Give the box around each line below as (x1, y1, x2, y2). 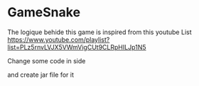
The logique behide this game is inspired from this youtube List (7, 28, 192, 36)
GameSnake (7, 4, 80, 21)
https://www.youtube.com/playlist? (7, 35, 110, 43)
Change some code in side (7, 56, 86, 65)
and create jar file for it (7, 70, 75, 79)
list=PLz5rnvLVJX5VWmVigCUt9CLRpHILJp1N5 (7, 43, 147, 51)
